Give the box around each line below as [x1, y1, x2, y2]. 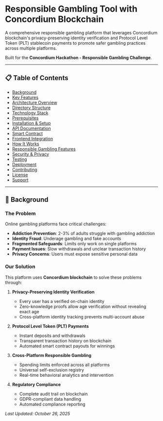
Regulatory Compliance [12, 381, 61, 387]
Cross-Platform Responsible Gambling [12, 352, 92, 358]
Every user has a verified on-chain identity [19, 298, 105, 304]
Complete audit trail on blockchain [19, 391, 88, 397]
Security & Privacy [12, 151, 49, 157]
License [12, 171, 28, 178]
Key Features [12, 94, 39, 100]
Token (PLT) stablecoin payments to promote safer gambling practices [5, 40, 146, 46]
